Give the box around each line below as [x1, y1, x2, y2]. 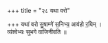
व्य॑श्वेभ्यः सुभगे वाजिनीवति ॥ [7, 28, 67, 35]
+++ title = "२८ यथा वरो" [7, 7, 70, 14]
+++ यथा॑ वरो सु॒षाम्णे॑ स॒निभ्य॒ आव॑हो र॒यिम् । [7, 20, 102, 28]
